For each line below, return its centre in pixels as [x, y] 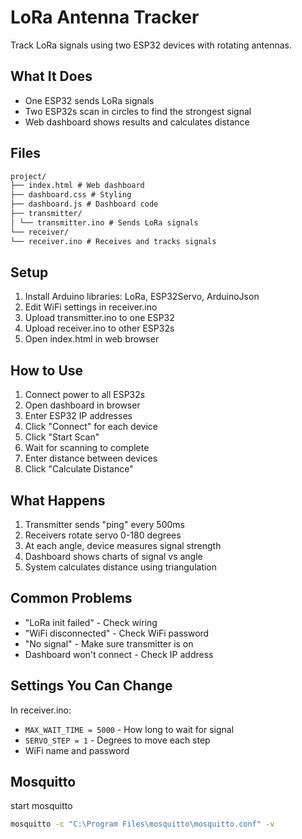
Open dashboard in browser [82, 405]
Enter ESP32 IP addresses [78, 416]
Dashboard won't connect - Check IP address [119, 654]
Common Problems [71, 598]
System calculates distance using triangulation [121, 567]
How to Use [47, 370]
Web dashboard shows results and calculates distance [137, 122]
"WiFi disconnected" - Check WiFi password [117, 633]
